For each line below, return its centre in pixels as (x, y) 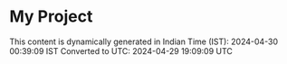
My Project (51, 17)
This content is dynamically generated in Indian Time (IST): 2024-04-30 (144, 41)
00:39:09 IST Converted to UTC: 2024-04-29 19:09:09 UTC (121, 50)
